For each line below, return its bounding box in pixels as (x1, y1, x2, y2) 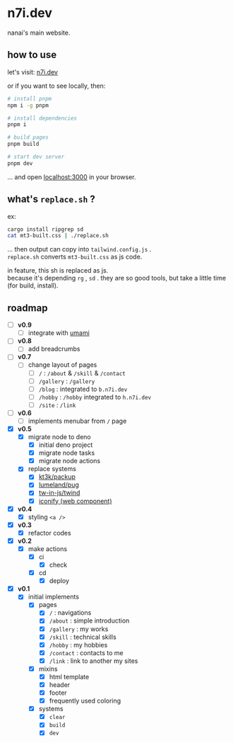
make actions (28, 544, 68, 553)
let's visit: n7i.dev (7, 67, 59, 76)
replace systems (28, 465, 76, 473)
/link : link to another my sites (49, 657, 138, 665)
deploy (49, 577, 69, 585)
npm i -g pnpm (7, 101, 49, 109)
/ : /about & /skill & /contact (38, 368, 126, 377)
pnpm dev (7, 159, 33, 167)
